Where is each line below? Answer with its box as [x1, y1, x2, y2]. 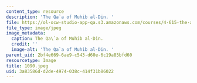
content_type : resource [6, 8, 64, 15]
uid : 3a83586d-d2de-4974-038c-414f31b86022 [6, 68, 114, 74]
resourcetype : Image [6, 57, 57, 63]
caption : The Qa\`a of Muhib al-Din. [11, 36, 104, 41]
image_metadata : [6, 30, 46, 36]
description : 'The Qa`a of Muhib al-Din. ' [6, 14, 114, 20]
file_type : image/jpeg [6, 25, 62, 31]
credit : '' [11, 41, 38, 47]
